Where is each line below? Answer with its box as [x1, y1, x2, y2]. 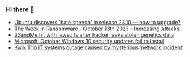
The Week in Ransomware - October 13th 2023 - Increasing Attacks [14, 25, 180, 32]
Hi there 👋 [5, 5, 35, 14]
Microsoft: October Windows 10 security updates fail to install [14, 38, 165, 45]
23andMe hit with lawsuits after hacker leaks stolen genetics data [14, 31, 175, 39]
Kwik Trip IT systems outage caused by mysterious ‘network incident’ [14, 44, 184, 51]
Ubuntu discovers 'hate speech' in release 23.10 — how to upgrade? [14, 19, 181, 26]
